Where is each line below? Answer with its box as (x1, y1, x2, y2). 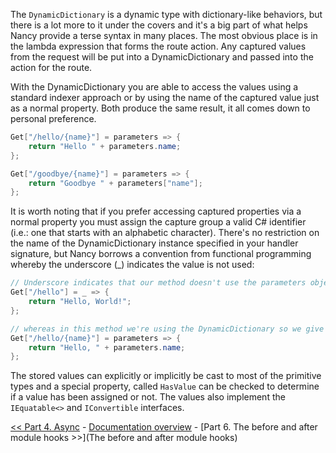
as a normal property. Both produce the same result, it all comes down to (10, 102, 311, 114)
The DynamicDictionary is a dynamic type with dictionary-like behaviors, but (10, 9, 323, 20)
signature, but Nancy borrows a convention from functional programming (10, 248, 312, 260)
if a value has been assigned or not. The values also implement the (10, 391, 286, 403)
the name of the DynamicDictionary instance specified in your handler (10, 237, 299, 249)
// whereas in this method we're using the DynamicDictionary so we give (10, 324, 325, 334)
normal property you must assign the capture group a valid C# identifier (10, 216, 307, 228)
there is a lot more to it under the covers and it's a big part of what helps (10, 19, 308, 31)
